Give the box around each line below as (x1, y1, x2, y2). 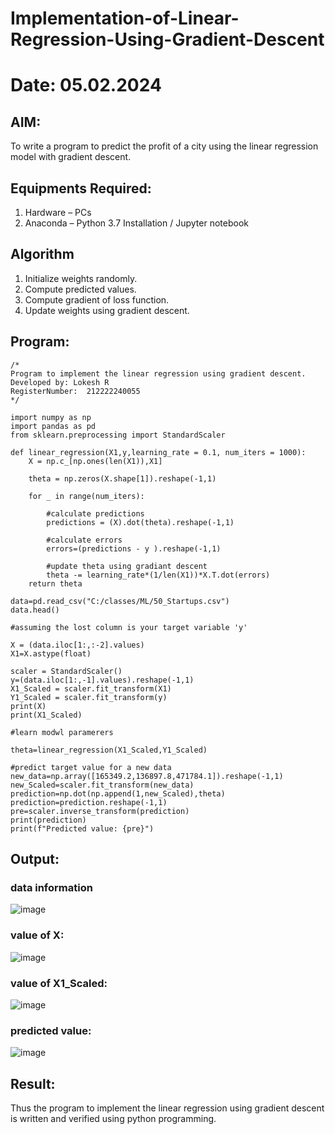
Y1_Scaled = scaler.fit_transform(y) (10, 692, 168, 702)
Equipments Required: (10, 180, 152, 197)
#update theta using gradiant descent (46, 561, 208, 571)
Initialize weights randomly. (24, 272, 138, 284)
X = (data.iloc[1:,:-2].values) (10, 640, 145, 650)
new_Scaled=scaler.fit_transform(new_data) (10, 780, 195, 790)
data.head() (10, 605, 60, 615)
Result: (10, 1075, 56, 1092)
